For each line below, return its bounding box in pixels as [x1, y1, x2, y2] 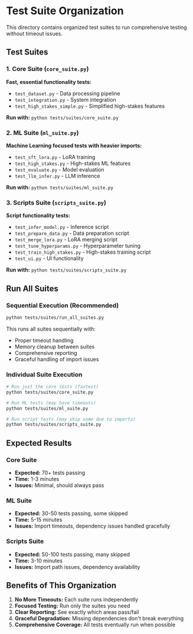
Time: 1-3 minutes [14, 475, 60, 483]
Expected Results [6, 438, 72, 448]
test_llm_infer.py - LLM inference [14, 172, 100, 179]
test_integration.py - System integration [14, 96, 116, 103]
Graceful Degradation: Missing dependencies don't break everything [14, 615, 184, 622]
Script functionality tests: [6, 212, 71, 219]
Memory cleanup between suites [14, 343, 95, 350]
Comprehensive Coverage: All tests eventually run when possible [14, 621, 176, 628]
